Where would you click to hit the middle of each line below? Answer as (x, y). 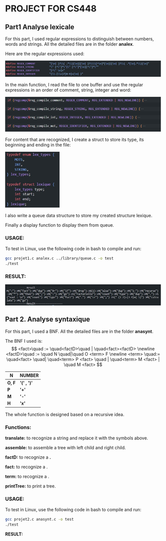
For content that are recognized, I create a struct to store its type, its (75, 140)
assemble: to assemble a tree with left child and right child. (65, 448)
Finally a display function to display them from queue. (60, 225)
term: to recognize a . (27, 477)
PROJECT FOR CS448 (51, 9)
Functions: (18, 427)
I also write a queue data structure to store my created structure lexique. (79, 215)
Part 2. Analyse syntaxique (48, 320)
